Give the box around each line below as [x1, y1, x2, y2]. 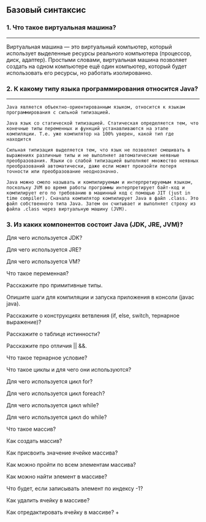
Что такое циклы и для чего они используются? [6, 366, 132, 374]
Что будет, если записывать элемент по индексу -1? [6, 485, 143, 493]
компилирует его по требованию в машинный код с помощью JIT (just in [6, 190, 191, 196]
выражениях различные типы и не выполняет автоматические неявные [6, 152, 180, 158]
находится [6, 136, 32, 142]
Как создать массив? [6, 437, 63, 445]
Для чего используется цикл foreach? [6, 390, 105, 397]
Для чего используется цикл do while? [6, 413, 107, 421]
